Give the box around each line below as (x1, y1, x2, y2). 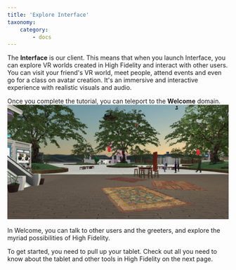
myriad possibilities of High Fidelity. (7, 234, 110, 242)
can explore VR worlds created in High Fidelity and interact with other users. (7, 61, 228, 69)
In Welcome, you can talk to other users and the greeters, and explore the (7, 227, 221, 235)
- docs (32, 34, 52, 41)
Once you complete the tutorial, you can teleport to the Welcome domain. (7, 97, 221, 105)
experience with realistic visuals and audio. (7, 83, 132, 92)
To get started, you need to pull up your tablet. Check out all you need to (7, 248, 218, 256)
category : (20, 26, 49, 33)
